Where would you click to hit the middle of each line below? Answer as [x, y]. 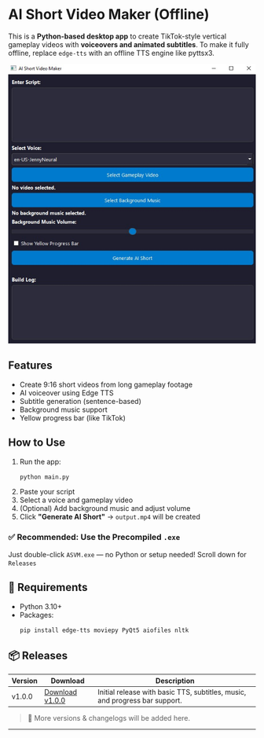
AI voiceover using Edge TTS [66, 393]
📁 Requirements [48, 587]
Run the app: [40, 461]
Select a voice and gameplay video [76, 500]
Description [175, 681]
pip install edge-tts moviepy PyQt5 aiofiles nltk [104, 630]
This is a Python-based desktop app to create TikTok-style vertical [117, 36]
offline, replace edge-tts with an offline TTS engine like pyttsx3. [111, 53]
